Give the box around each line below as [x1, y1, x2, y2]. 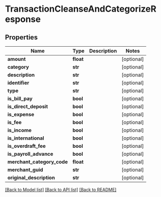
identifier [7, 79, 29, 86]
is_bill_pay [7, 95, 33, 102]
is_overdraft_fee [7, 143, 46, 149]
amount [7, 56, 26, 62]
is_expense [7, 111, 35, 118]
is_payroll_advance [7, 151, 54, 157]
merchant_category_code [7, 159, 68, 165]
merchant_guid [7, 166, 43, 173]
